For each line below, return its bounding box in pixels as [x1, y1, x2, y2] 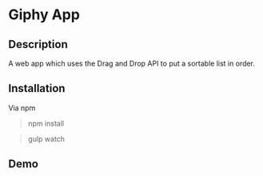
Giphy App [8, 6, 80, 24]
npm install [27, 118, 65, 128]
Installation [8, 82, 66, 95]
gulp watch [27, 134, 66, 143]
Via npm [8, 102, 36, 113]
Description [8, 38, 68, 51]
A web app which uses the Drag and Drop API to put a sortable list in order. [8, 58, 256, 68]
